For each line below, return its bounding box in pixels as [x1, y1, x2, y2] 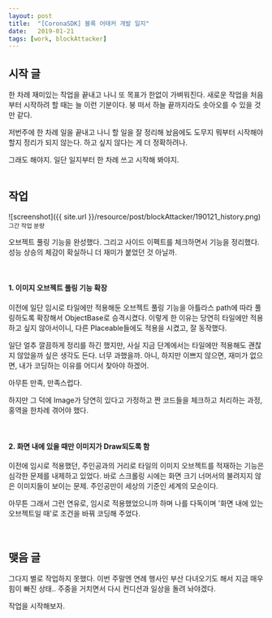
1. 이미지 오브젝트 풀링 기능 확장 [8, 283, 108, 293]
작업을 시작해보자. [8, 601, 66, 611]
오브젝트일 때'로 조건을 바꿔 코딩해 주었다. [8, 509, 140, 519]
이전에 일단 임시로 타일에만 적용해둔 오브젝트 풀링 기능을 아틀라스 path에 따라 [8, 302, 253, 313]
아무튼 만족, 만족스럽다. [8, 378, 83, 388]
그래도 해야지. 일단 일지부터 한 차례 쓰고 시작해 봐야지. [8, 155, 179, 165]
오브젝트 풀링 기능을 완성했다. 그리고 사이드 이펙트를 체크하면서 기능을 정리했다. [8, 237, 260, 246]
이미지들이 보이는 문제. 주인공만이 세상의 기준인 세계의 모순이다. [16, 481, 219, 491]
